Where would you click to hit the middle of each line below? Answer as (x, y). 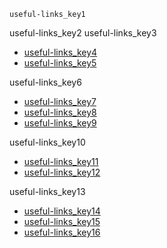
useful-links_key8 (60, 112)
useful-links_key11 (61, 161)
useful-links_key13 (47, 191)
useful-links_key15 (62, 221)
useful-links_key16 (62, 232)
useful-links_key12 (62, 172)
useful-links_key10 (47, 142)
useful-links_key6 (45, 82)
